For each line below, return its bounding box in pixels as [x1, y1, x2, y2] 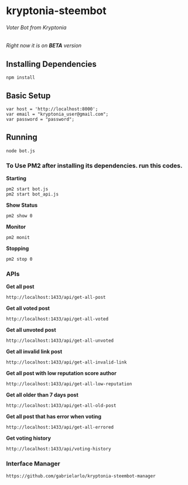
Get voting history [6, 435, 52, 442]
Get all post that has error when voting [6, 413, 101, 420]
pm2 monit [6, 235, 30, 241]
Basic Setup [6, 90, 51, 100]
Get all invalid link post [6, 348, 63, 355]
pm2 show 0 [6, 213, 33, 219]
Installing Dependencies [6, 59, 97, 69]
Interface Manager [6, 460, 60, 468]
